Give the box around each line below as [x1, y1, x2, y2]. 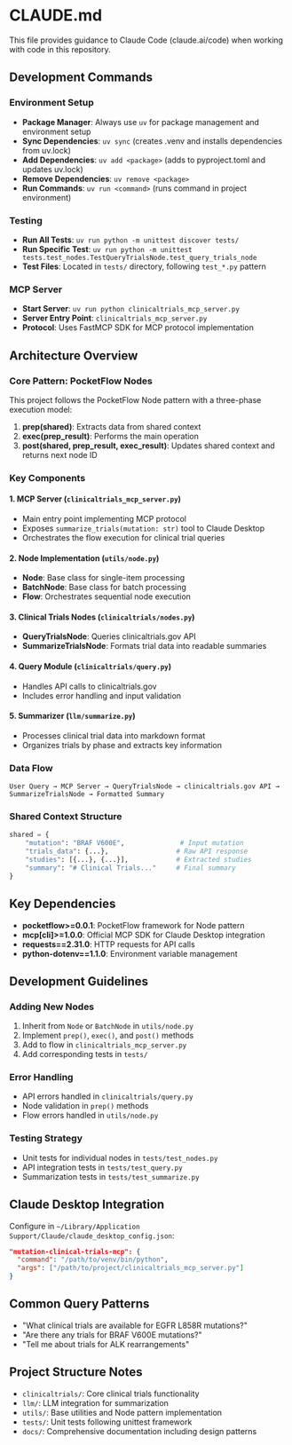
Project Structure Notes [9, 1364, 144, 1380]
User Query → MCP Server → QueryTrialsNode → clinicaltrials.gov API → [9, 782, 280, 791]
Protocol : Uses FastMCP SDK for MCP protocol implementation [21, 322, 255, 333]
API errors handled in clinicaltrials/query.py [21, 1091, 193, 1102]
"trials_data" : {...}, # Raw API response [25, 847, 249, 857]
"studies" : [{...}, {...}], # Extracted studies [25, 856, 252, 865]
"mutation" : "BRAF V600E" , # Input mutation [25, 839, 244, 848]
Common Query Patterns [9, 1297, 150, 1312]
